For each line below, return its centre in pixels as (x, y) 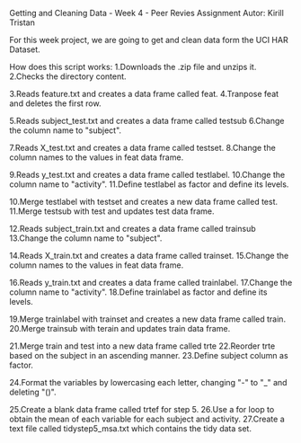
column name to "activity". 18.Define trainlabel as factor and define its (138, 292)
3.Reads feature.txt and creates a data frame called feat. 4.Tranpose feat (144, 94)
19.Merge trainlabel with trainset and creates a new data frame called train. (147, 319)
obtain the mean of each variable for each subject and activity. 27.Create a (147, 419)
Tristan (22, 22)
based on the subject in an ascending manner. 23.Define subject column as (149, 355)
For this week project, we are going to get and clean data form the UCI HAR (149, 40)
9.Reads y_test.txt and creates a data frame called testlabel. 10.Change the (147, 175)
